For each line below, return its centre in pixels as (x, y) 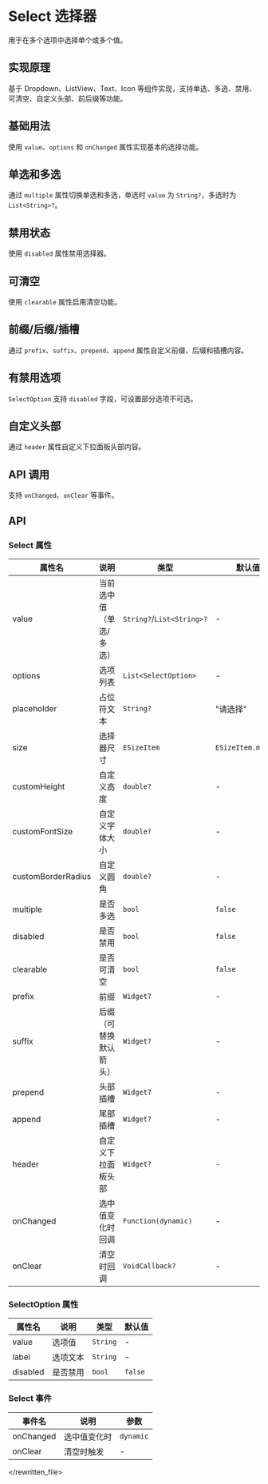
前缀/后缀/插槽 (44, 330)
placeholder (35, 708)
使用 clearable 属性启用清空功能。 (65, 302)
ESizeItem (141, 747)
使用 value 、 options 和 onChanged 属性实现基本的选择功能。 (106, 147)
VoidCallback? (150, 1266)
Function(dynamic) (158, 1221)
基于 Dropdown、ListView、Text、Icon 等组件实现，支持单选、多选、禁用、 (132, 88)
